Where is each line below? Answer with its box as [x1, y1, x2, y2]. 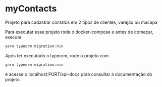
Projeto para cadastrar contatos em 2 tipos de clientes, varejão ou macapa [5, 19, 158, 25]
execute [5, 34, 22, 40]
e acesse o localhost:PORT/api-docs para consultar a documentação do [5, 71, 153, 77]
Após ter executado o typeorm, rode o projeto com [5, 52, 109, 58]
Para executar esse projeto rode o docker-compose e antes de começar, [5, 29, 154, 35]
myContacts [5, 3, 57, 14]
